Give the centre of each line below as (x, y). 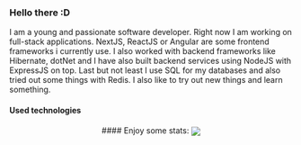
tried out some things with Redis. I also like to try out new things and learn (146, 80)
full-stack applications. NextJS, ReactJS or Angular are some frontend (139, 41)
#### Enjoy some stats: (146, 130)
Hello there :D (40, 13)
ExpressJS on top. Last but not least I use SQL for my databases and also (145, 70)
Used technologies (45, 110)
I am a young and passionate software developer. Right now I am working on (150, 32)
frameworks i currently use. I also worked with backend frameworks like (143, 51)
